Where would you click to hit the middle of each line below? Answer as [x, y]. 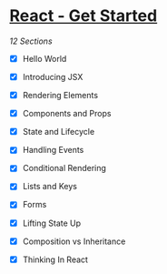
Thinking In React [55, 259]
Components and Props [67, 114]
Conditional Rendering [64, 168]
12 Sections [31, 41]
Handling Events [53, 150]
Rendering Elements [60, 96]
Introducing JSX [53, 77]
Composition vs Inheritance [74, 241]
